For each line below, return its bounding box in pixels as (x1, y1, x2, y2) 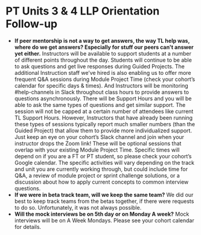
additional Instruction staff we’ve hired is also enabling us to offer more (14, 69, 191, 76)
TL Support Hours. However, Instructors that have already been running (14, 114, 193, 121)
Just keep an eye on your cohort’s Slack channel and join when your (14, 133, 185, 140)
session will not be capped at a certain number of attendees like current (14, 108, 194, 115)
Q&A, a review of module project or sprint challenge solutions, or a (14, 172, 180, 179)
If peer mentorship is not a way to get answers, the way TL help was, (14, 37, 190, 44)
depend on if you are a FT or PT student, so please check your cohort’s (14, 152, 192, 159)
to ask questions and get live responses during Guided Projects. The (14, 62, 185, 70)
